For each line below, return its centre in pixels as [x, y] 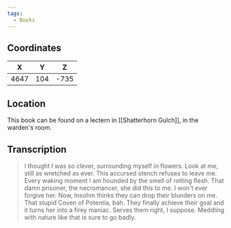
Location [27, 103]
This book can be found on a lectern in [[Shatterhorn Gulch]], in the [103, 120]
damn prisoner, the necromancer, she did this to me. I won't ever [116, 188]
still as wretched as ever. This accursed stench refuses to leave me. [120, 173]
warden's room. [30, 128]
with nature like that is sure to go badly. [80, 217]
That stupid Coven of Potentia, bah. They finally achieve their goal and [124, 202]
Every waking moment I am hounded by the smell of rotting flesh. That [124, 180]
